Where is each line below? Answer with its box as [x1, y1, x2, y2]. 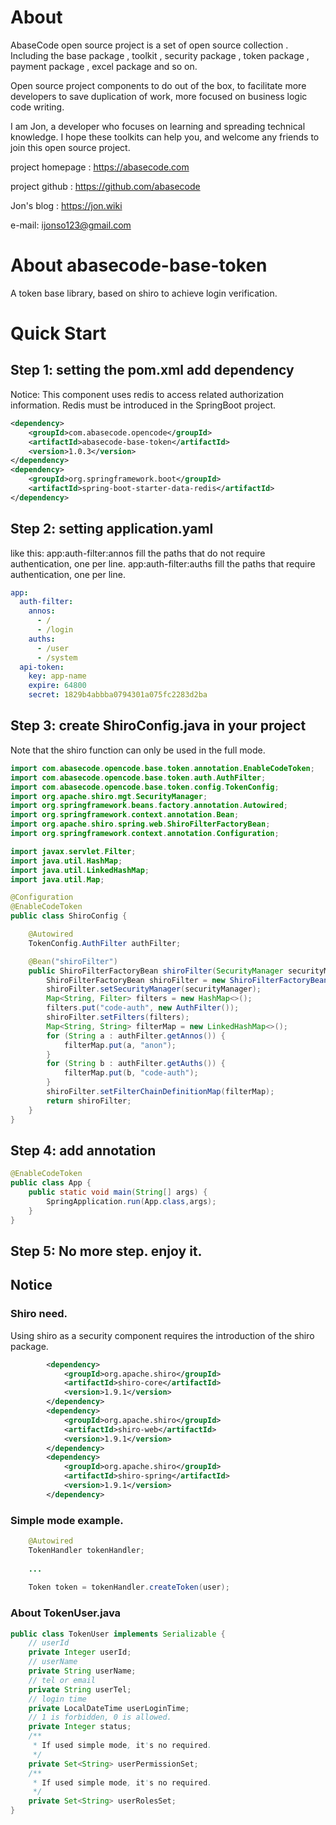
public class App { [10, 1178, 92, 1188]
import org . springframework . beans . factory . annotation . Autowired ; [10, 801, 288, 811]
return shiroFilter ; [46, 1096, 132, 1106]
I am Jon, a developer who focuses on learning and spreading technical [10, 120, 306, 132]
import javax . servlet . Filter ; [10, 846, 137, 856]
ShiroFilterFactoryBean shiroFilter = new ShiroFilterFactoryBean [46, 975, 329, 985]
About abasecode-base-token [10, 254, 268, 277]
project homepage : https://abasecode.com [10, 161, 190, 173]
